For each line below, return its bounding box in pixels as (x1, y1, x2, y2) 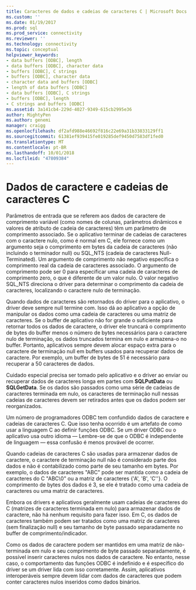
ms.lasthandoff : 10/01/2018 (6, 150, 75, 156)
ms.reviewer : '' (6, 36, 46, 42)
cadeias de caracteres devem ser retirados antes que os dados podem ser (6, 396, 186, 403)
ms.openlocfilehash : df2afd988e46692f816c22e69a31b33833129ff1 (6, 128, 164, 134)
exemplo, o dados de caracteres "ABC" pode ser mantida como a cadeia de (6, 469, 188, 476)
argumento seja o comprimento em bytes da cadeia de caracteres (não (6, 243, 177, 250)
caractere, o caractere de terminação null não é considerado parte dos (6, 457, 177, 464)
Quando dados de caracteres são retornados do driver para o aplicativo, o (6, 298, 185, 305)
